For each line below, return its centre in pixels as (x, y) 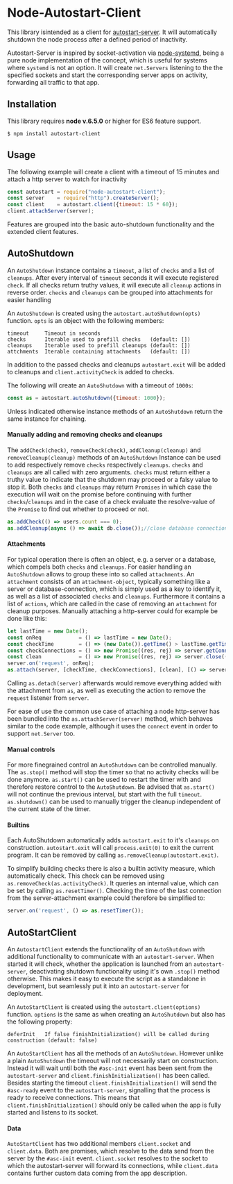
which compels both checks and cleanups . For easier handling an (100, 567)
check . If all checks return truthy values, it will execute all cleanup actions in (114, 285)
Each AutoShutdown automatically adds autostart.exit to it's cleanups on (113, 840)
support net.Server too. (41, 733)
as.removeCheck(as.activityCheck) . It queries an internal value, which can (113, 883)
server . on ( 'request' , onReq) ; (51, 664)
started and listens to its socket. (53, 1112)
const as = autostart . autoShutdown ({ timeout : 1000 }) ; (87, 398)
